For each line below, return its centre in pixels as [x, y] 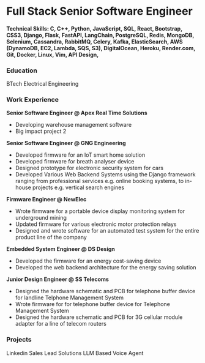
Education [22, 70]
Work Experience [33, 99]
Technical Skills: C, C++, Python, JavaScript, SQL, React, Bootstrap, [94, 28]
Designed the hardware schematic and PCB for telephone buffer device [105, 291]
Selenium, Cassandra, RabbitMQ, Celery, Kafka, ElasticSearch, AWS [95, 42]
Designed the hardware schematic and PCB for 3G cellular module [99, 317]
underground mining [41, 218]
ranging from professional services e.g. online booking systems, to [99, 181]
